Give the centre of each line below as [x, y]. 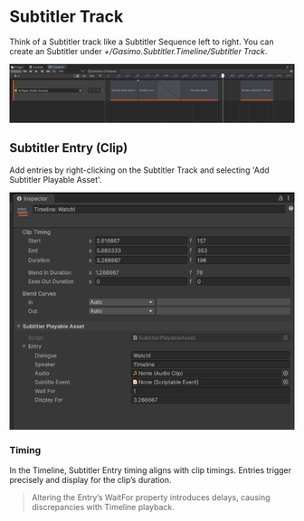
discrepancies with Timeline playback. [103, 507]
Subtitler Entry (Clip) [69, 148]
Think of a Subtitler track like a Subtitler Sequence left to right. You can [142, 42]
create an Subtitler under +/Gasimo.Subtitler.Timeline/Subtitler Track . [138, 51]
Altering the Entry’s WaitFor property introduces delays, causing [151, 497]
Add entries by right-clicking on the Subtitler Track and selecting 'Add [139, 170]
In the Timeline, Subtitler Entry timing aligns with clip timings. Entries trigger [151, 470]
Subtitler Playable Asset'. [56, 179]
